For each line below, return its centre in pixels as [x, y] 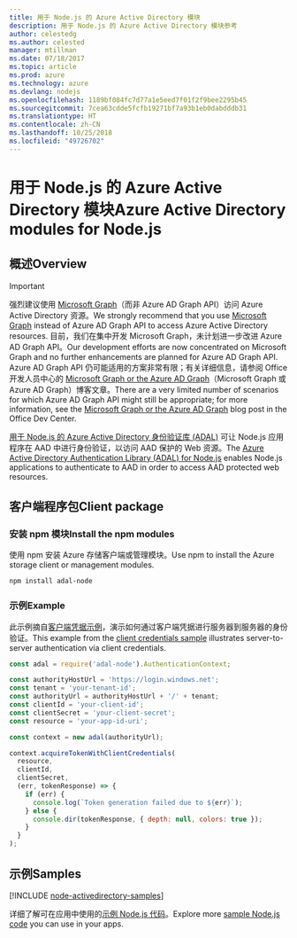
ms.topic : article [43, 67]
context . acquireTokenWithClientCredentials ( [92, 753]
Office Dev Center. [43, 418]
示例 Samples [46, 874]
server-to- [265, 637]
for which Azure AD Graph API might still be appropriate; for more [129, 399]
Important [27, 285]
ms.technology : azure [49, 83]
